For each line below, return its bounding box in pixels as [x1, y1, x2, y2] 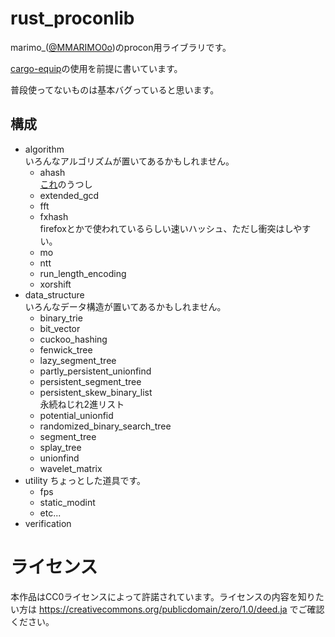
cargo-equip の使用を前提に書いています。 [10, 62, 183, 74]
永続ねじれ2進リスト [39, 398, 125, 410]
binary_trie [39, 312, 83, 324]
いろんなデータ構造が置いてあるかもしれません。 [24, 300, 227, 312]
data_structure [24, 288, 85, 301]
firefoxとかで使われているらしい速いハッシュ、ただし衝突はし [39, 222, 294, 234]
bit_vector [39, 322, 81, 334]
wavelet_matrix [39, 462, 103, 474]
